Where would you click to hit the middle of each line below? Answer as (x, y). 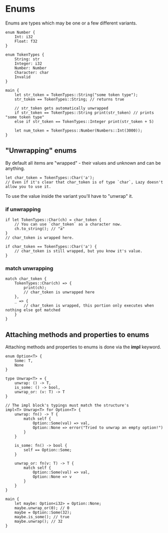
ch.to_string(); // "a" (40, 229)
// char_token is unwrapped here (59, 292)
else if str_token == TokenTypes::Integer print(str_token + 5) (84, 121)
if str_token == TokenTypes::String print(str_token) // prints (84, 113)
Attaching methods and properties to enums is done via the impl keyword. (83, 347)
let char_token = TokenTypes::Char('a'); (50, 177)
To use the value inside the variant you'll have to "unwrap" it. (69, 196)
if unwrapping (23, 209)
